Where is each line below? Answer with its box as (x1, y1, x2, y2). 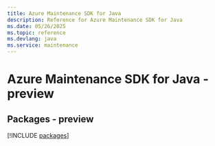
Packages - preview (7, 113, 94, 125)
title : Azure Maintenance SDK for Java (7, 10, 122, 17)
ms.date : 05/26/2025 (7, 23, 67, 29)
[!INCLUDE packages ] (7, 132, 69, 139)
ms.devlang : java (7, 36, 57, 42)
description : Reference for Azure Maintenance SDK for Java (7, 16, 183, 23)
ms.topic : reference (7, 29, 67, 36)
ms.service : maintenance (7, 42, 78, 49)
